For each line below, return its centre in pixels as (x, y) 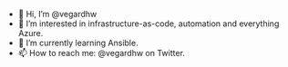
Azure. (31, 33)
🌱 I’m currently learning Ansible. (78, 43)
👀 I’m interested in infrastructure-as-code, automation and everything (149, 24)
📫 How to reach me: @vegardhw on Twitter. (101, 53)
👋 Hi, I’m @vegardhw (57, 14)
